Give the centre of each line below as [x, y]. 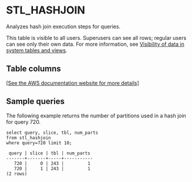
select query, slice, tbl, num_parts [52, 133]
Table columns [34, 69]
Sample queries [35, 101]
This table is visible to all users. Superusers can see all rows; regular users [96, 38]
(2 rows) [17, 174]
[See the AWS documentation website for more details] [73, 83]
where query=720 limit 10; [39, 143]
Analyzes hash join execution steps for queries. [63, 26]
